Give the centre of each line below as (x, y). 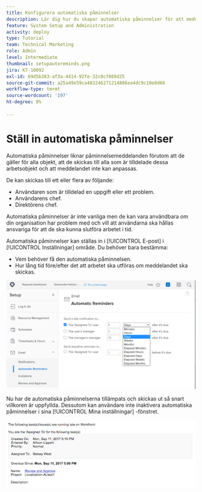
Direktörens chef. (36, 205)
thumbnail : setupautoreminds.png (48, 63)
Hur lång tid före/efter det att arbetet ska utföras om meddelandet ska (101, 265)
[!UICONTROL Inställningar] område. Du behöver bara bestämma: (87, 247)
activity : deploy (28, 32)
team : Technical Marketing (40, 45)
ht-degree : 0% (24, 102)
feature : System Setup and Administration (60, 25)
